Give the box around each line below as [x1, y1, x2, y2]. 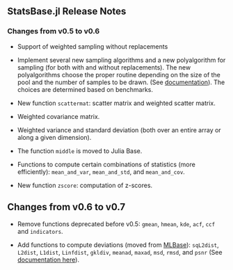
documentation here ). [17, 255, 80, 264]
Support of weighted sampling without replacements [17, 42, 168, 51]
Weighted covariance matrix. [17, 112, 100, 120]
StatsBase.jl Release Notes [7, 6, 127, 17]
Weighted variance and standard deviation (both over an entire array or [17, 125, 221, 134]
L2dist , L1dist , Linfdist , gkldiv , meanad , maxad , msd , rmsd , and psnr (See [17, 248, 223, 256]
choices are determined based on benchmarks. [17, 85, 154, 93]
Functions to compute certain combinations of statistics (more [17, 160, 196, 168]
